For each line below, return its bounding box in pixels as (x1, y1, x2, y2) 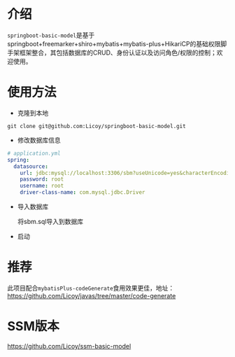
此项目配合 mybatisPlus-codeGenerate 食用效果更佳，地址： (7, 283, 175, 292)
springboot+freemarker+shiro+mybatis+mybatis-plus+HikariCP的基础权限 (7, 39, 221, 48)
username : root (20, 183, 64, 190)
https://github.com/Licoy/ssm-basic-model (7, 342, 131, 350)
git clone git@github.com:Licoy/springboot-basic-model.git (7, 122, 187, 129)
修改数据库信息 (17, 136, 61, 144)
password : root (20, 176, 64, 183)
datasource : (13, 162, 49, 170)
